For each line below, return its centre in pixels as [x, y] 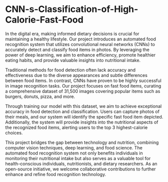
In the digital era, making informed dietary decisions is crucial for [72, 33]
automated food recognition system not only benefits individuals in [74, 153]
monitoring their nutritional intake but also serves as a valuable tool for [78, 158]
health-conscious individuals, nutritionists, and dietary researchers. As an [81, 163]
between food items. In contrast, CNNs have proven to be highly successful [83, 80]
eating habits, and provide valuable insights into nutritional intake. [73, 60]
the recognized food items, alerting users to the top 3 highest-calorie [76, 127]
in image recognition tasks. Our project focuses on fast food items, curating [83, 85]
